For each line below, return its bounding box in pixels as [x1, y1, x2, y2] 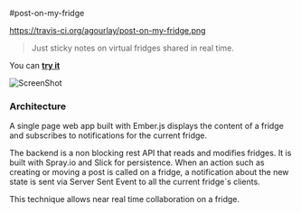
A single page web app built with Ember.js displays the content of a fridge [9, 121, 285, 132]
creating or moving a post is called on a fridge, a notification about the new [9, 167, 289, 178]
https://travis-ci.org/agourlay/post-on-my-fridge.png [9, 25, 206, 35]
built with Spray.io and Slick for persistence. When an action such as [9, 157, 265, 168]
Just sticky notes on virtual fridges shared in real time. [31, 42, 235, 53]
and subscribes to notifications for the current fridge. [9, 130, 208, 141]
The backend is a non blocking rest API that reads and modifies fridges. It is [9, 148, 292, 159]
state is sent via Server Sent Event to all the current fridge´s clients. [9, 176, 260, 188]
